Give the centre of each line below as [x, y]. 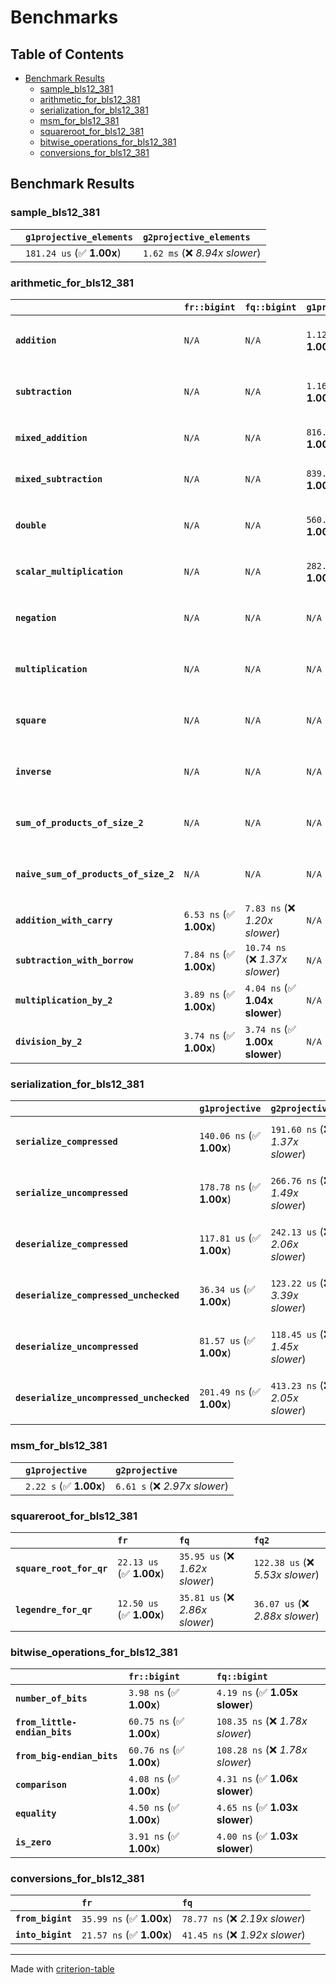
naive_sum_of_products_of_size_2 [95, 874]
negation [36, 617]
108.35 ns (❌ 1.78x [262, 1721]
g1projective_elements [79, 237]
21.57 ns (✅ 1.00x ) [127, 1935]
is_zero [33, 1842]
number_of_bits [51, 1699]
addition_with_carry [64, 920]
